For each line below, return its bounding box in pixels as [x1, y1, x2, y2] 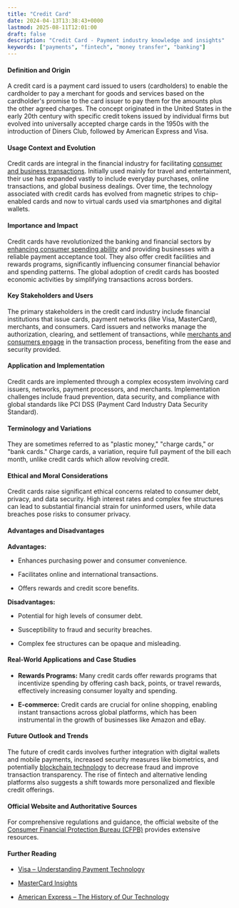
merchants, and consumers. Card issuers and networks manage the [7, 322, 207, 331]
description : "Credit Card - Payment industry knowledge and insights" [7, 37, 225, 44]
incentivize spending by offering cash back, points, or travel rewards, [17, 679, 222, 687]
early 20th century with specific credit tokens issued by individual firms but [7, 112, 230, 121]
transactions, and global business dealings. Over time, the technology [7, 182, 213, 191]
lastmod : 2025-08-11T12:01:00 [7, 24, 98, 31]
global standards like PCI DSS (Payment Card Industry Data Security [7, 400, 208, 409]
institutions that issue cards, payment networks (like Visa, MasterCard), [7, 315, 218, 323]
